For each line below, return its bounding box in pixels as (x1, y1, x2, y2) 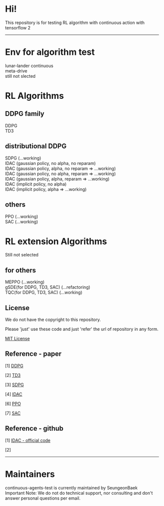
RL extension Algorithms (5, 236, 107, 247)
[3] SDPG (5, 382, 24, 388)
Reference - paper (5, 350, 62, 358)
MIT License (5, 336, 30, 342)
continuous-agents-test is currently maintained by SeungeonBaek (5, 484, 138, 490)
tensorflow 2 (5, 24, 31, 30)
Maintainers (5, 468, 55, 480)
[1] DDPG (5, 363, 23, 368)
